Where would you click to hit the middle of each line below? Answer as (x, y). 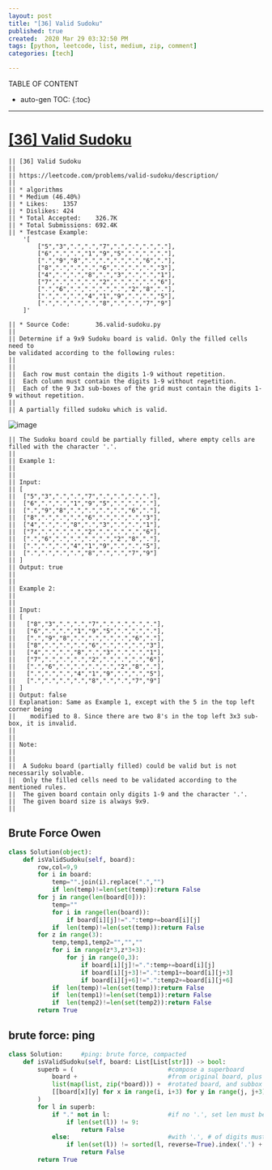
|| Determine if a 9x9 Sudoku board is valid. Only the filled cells (128, 339)
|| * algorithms (36, 190)
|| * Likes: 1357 (43, 204)
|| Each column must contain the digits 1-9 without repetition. (123, 381)
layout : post (30, 16)
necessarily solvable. (47, 773)
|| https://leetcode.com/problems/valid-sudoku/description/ (114, 175)
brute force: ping (52, 1036)
